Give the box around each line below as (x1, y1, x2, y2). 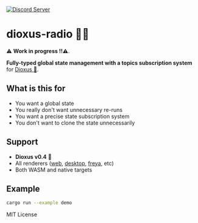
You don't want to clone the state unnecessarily (15, 119, 135, 126)
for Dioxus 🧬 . (6, 65, 39, 73)
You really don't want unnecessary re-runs (15, 106, 123, 113)
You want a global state (15, 100, 74, 107)
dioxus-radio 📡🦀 (6, 27, 90, 41)
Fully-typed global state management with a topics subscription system (6, 59, 193, 67)
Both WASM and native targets (15, 166, 93, 174)
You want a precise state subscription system (15, 112, 130, 120)
